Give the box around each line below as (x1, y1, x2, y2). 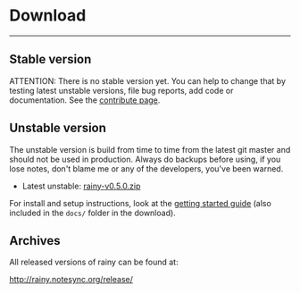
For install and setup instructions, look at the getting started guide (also (9, 197, 272, 208)
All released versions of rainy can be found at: (9, 256, 179, 268)
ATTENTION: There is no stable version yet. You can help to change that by (9, 75, 287, 86)
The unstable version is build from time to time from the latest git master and (9, 144, 291, 155)
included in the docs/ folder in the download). (9, 207, 176, 218)
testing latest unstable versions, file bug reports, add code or (9, 85, 234, 96)
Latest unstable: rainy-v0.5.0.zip (21, 180, 141, 191)
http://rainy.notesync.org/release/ (9, 274, 134, 285)
